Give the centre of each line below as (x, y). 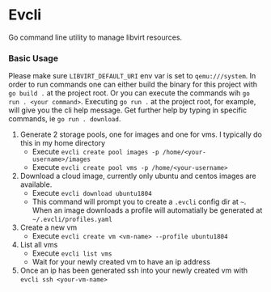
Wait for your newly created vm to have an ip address (121, 262)
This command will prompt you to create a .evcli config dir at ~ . (139, 202)
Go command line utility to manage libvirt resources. (95, 37)
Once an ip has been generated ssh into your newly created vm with (134, 271)
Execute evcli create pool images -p (95, 152)
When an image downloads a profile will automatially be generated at (147, 210)
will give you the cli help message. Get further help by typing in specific (128, 110)
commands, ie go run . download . (65, 119)
